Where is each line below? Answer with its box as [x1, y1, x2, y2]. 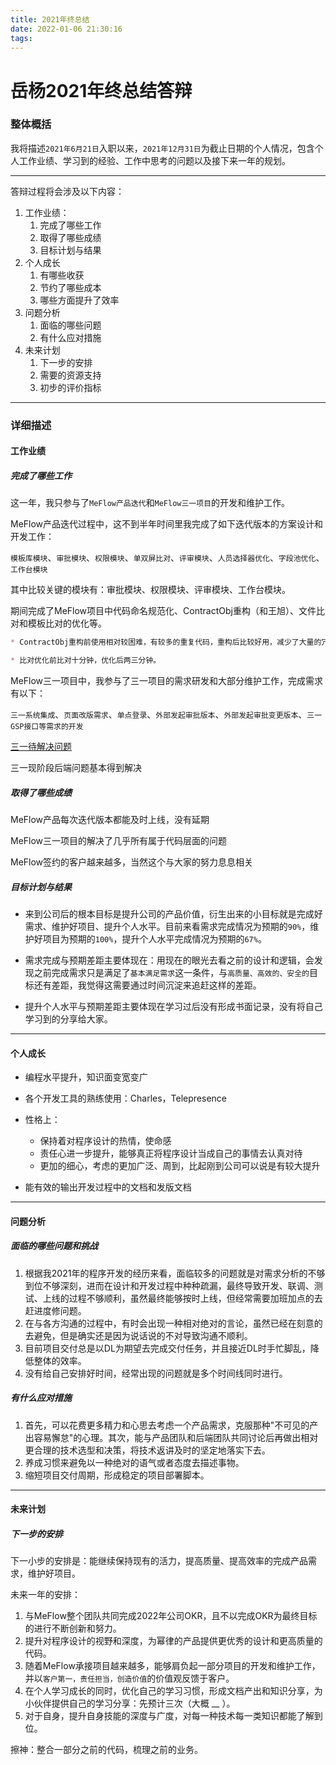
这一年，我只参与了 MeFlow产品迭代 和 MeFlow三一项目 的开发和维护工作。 [10, 497, 291, 509]
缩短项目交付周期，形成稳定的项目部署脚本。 [24, 1469, 210, 1481]
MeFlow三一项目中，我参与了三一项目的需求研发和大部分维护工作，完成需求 [10, 675, 324, 687]
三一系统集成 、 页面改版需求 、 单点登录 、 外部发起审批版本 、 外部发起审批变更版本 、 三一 [10, 709, 323, 721]
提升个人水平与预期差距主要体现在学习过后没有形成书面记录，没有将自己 [24, 1001, 323, 1013]
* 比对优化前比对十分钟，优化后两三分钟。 [10, 656, 162, 666]
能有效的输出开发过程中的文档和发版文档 [24, 1181, 192, 1193]
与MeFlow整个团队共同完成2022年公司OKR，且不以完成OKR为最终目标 [24, 1610, 318, 1622]
